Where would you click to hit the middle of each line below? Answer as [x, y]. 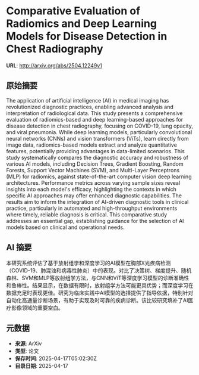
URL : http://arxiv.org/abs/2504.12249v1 [54, 65]
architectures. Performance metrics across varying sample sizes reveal [93, 182]
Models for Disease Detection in [87, 36]
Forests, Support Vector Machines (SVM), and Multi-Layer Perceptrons [93, 170]
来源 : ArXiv [28, 343]
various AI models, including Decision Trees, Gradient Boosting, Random [95, 164]
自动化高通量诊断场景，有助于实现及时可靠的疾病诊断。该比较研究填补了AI [97, 300]
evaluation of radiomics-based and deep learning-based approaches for [95, 119]
